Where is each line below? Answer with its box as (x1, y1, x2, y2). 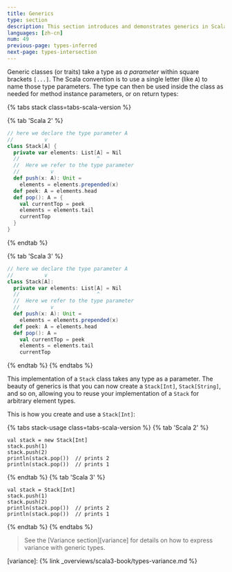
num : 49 (7, 36, 30, 43)
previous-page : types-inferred (7, 42, 97, 49)
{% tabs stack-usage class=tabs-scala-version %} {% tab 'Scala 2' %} (7, 423, 209, 432)
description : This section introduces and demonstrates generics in (7, 23, 209, 30)
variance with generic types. (23, 544, 106, 552)
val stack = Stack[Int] (7, 486, 76, 494)
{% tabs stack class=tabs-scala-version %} (7, 103, 131, 111)
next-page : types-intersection (7, 49, 97, 56)
